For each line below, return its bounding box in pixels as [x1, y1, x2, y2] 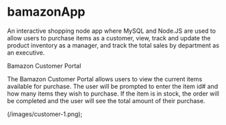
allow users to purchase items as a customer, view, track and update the [7, 33, 211, 42]
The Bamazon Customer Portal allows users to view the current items [7, 74, 203, 83]
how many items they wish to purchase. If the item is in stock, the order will [7, 89, 219, 98]
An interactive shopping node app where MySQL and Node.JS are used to [7, 27, 216, 35]
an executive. [7, 48, 45, 57]
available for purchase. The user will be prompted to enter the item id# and [7, 82, 218, 90]
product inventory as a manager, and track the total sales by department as [7, 41, 220, 49]
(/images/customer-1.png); [7, 110, 83, 118]
